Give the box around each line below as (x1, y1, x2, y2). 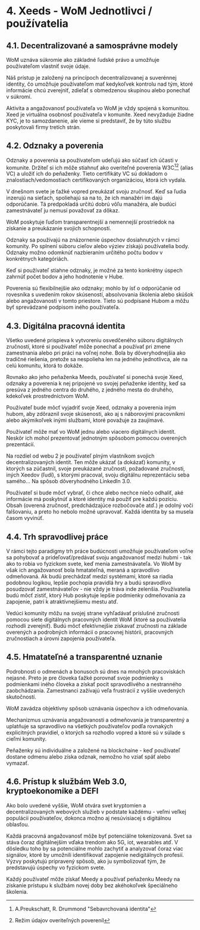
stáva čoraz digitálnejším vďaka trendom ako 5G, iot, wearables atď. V (6, 838, 179, 846)
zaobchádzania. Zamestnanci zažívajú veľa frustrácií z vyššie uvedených (6, 687, 186, 694)
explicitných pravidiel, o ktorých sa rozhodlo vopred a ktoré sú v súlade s (6, 729, 186, 736)
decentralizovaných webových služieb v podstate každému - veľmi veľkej (6, 808, 186, 815)
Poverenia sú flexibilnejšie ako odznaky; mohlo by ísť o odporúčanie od (6, 284, 180, 292)
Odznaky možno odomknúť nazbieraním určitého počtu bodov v (6, 249, 163, 256)
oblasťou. (6, 821, 30, 828)
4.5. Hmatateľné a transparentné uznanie (6, 652, 162, 662)
